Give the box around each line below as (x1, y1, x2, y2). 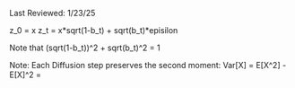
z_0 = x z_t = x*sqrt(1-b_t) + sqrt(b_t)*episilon (9, 25, 178, 35)
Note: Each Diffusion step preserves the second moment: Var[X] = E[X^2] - (9, 60, 287, 70)
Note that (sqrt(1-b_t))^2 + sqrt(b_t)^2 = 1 (9, 42, 161, 53)
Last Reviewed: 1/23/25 (9, 8, 96, 18)
